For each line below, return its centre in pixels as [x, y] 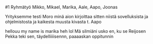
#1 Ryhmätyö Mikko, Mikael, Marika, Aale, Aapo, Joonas [61, 7]
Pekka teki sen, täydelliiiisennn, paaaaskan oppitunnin [59, 36]
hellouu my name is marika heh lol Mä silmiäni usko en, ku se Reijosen [76, 31]
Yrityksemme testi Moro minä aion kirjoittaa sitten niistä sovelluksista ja [76, 16]
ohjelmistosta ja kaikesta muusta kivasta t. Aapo [53, 22]
